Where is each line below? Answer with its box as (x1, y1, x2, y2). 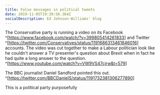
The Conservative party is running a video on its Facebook (5, 30, 123, 36)
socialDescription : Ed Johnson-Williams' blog (5, 16, 102, 21)
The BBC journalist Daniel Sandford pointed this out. (5, 70, 110, 76)
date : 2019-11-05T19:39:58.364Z (5, 12, 71, 17)
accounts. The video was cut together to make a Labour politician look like (5, 45, 155, 51)
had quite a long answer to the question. (5, 56, 87, 61)
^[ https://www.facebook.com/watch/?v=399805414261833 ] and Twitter (5, 35, 150, 40)
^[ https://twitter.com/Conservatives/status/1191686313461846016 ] (5, 40, 139, 46)
